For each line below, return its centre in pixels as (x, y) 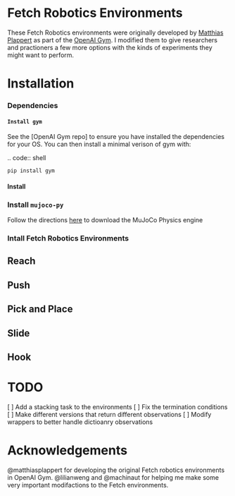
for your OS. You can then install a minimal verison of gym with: (99, 144)
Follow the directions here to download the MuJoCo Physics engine (105, 220)
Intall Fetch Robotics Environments (68, 238)
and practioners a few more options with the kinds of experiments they (110, 47)
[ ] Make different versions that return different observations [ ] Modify (109, 414)
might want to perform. (41, 55)
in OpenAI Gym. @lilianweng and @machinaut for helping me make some (113, 477)
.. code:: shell (27, 158)
